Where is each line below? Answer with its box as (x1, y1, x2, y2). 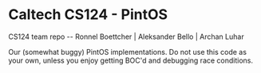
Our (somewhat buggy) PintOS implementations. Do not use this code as (8, 47, 247, 56)
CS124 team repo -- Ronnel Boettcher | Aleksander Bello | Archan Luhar (8, 32, 245, 41)
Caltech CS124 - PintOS (8, 6, 168, 24)
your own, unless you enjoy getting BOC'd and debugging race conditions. (8, 56, 254, 65)
